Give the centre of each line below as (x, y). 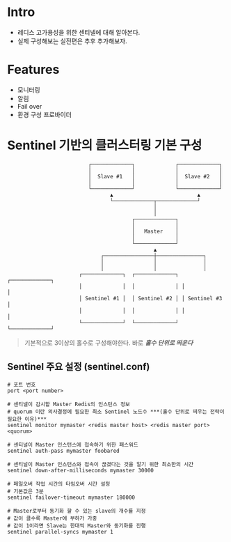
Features (33, 70)
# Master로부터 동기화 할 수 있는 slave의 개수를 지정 (77, 511)
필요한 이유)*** (27, 419)
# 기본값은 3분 (25, 491)
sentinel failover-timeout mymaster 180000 (71, 497)
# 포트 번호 (22, 385)
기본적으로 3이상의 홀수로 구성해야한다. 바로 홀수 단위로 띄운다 (109, 343)
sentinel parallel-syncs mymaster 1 (60, 532)
